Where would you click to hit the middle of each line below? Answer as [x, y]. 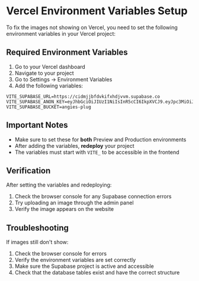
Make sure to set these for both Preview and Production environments [100, 139]
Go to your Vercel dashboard [50, 67]
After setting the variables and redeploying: [59, 185]
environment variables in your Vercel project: [61, 33]
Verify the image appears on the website [64, 209]
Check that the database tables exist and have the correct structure [97, 273]
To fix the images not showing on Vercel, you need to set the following [92, 27]
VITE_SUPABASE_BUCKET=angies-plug [49, 107]
